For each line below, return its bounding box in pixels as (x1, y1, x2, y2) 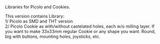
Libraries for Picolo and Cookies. (5, 4, 70, 10)
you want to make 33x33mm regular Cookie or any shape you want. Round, (5, 29, 156, 34)
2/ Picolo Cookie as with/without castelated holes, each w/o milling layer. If (5, 23, 155, 29)
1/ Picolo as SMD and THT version (5, 19, 73, 24)
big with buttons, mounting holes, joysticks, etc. (5, 33, 101, 39)
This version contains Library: (5, 13, 64, 19)
